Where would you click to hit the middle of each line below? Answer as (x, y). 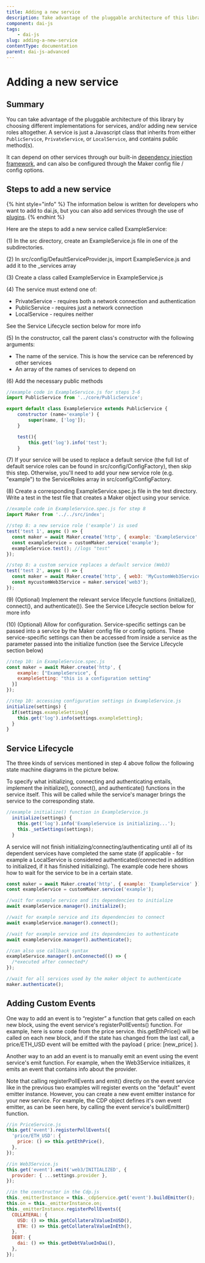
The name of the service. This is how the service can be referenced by (104, 356)
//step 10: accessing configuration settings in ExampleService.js (94, 701)
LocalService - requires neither (54, 314)
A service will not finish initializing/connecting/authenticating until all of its (99, 847)
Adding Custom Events (51, 1003)
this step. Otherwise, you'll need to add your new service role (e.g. (90, 473)
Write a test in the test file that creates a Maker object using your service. (99, 498)
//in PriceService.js (34, 1125)
